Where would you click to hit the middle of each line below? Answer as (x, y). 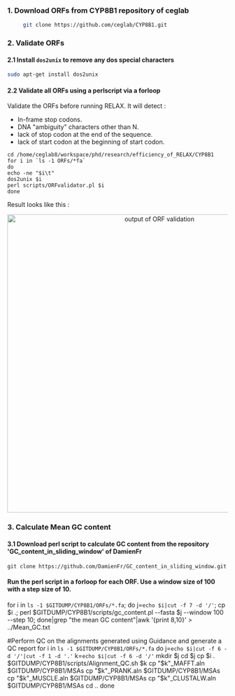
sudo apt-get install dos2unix (53, 75)
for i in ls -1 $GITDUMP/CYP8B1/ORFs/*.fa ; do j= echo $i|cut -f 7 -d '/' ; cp (116, 605)
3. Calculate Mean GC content (59, 527)
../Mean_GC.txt (29, 627)
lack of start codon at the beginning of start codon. (91, 142)
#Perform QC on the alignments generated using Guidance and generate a (115, 641)
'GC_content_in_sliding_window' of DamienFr (74, 551)
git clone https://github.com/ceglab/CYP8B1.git (95, 25)
